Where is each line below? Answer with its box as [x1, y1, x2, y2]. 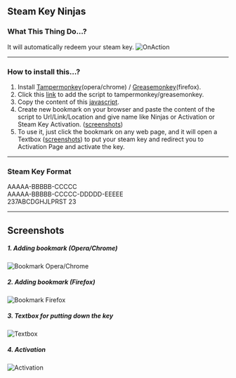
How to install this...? [7, 67, 81, 77]
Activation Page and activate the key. [17, 142, 125, 150]
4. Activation [7, 346, 46, 354]
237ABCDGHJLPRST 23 [7, 197, 77, 206]
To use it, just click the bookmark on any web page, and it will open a [17, 127, 218, 136]
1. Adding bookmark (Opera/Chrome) [7, 244, 118, 252]
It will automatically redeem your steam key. [7, 42, 135, 51]
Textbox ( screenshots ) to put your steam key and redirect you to [17, 135, 204, 143]
